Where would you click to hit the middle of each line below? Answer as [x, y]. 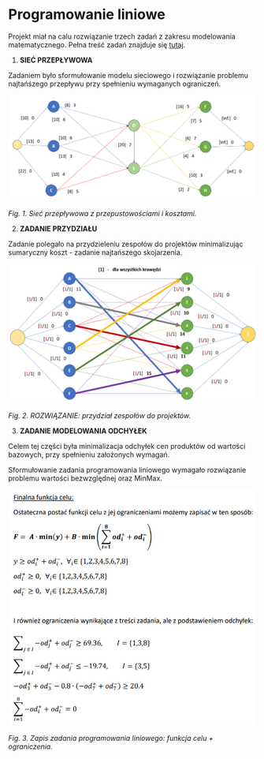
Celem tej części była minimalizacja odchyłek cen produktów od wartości [127, 447]
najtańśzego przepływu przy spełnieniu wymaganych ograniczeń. [115, 84]
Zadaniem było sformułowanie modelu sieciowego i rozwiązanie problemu [128, 75]
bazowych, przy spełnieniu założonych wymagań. [89, 454]
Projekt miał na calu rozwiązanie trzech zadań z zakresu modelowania [122, 36]
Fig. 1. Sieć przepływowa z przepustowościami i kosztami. [102, 214]
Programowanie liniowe [87, 15]
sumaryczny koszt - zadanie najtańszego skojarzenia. [95, 252]
